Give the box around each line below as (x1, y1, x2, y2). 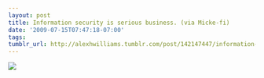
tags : (8, 33, 26, 41)
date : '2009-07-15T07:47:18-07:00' (8, 26, 125, 34)
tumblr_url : (8, 41, 47, 48)
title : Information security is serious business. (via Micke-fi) (8, 19, 230, 27)
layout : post (8, 11, 51, 19)
